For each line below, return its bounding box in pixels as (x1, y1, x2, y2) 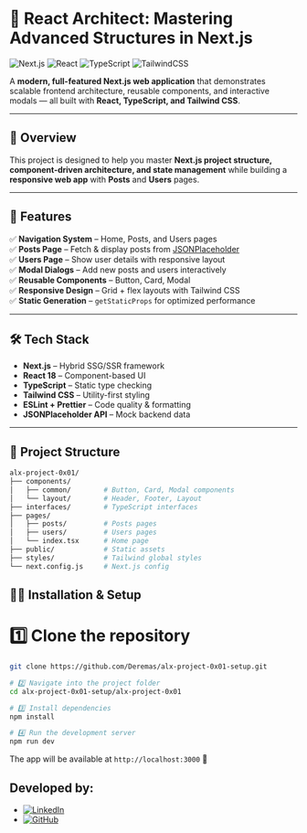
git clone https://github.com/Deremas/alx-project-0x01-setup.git (9, 662, 268, 671)
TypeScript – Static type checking (22, 379, 153, 391)
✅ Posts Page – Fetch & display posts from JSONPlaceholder (9, 243, 240, 254)
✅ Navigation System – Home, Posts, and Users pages (9, 233, 217, 244)
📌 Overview (9, 130, 77, 145)
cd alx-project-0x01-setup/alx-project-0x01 (9, 687, 182, 696)
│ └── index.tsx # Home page (9, 537, 149, 546)
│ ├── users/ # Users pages (9, 528, 157, 538)
